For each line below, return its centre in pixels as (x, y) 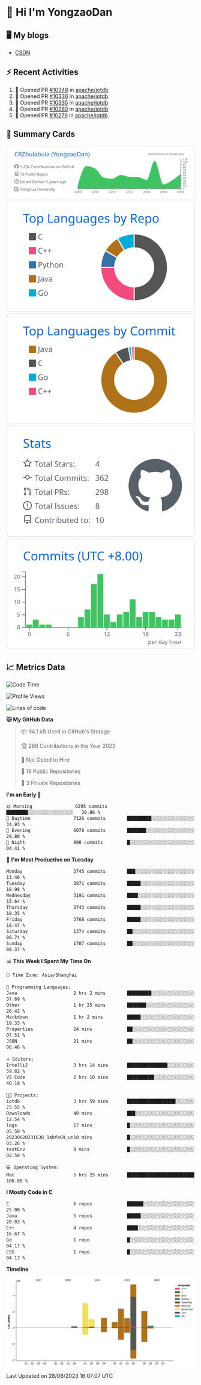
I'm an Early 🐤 (24, 795)
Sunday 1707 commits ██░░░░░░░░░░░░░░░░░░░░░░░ (100, 944)
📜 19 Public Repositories (51, 771)
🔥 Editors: (20, 1059)
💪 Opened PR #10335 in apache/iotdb (61, 102)
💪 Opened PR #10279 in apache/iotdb (61, 115)
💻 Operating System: (33, 1168)
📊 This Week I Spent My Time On (49, 961)
